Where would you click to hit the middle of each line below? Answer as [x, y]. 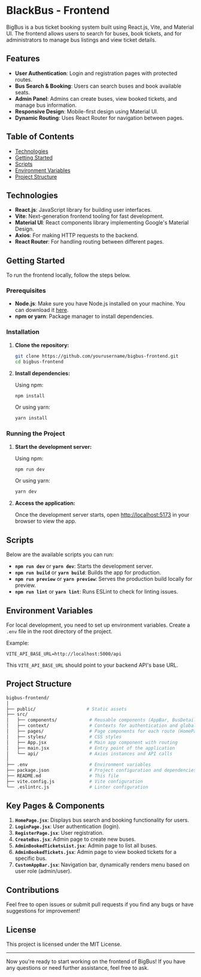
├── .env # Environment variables [79, 765]
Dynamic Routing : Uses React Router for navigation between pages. [99, 118]
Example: [18, 643]
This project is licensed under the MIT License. [64, 944]
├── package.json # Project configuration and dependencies [101, 771]
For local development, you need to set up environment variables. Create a [98, 625]
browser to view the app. [45, 521]
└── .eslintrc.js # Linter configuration [77, 787]
